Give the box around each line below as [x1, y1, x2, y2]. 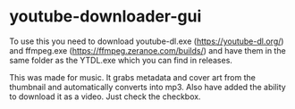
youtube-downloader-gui [9, 6, 202, 27]
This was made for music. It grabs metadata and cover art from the [9, 71, 257, 82]
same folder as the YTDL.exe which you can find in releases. [9, 54, 232, 65]
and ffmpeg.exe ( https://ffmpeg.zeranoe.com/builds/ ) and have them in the [9, 45, 286, 55]
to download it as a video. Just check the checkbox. [9, 91, 201, 102]
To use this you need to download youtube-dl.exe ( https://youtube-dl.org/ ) [9, 36, 284, 46]
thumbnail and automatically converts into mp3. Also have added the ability [9, 81, 286, 92]
